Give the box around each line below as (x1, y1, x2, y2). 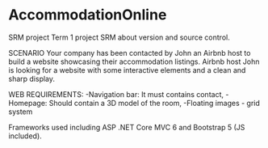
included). (8, 131, 42, 141)
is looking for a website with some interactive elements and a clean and (8, 65, 246, 74)
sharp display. (8, 74, 55, 83)
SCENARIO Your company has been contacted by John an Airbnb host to (8, 48, 251, 57)
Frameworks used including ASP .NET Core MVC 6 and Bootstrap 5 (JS (8, 122, 245, 132)
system (8, 107, 33, 116)
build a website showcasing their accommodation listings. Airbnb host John (8, 57, 260, 66)
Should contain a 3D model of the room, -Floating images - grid (48, 98, 261, 108)
